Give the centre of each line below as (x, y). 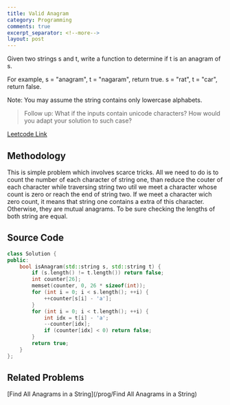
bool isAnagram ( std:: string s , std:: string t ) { (90, 267)
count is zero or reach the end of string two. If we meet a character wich (110, 194)
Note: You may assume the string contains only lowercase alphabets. (105, 100)
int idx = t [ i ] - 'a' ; (76, 318)
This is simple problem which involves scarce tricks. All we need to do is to (113, 172)
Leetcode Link (27, 134)
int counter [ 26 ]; (56, 280)
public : (18, 260)
